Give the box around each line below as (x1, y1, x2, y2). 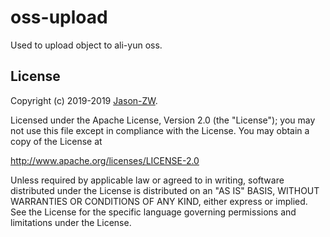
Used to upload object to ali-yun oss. (10, 39, 163, 51)
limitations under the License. (10, 216, 132, 228)
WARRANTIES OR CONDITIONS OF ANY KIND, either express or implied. (10, 195, 308, 207)
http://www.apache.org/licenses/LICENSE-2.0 (10, 154, 200, 166)
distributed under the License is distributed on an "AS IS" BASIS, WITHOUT (10, 184, 320, 196)
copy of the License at (10, 135, 103, 147)
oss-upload (10, 6, 108, 29)
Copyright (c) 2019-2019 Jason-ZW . (10, 94, 158, 106)
